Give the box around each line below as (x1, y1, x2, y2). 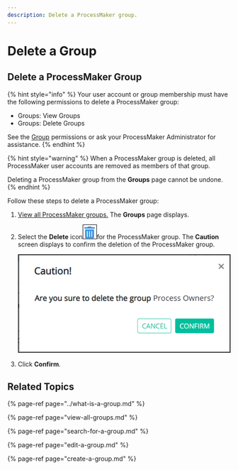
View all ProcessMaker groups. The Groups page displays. (17, 210, 190, 219)
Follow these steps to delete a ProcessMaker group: (7, 196, 159, 205)
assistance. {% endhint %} (7, 140, 86, 148)
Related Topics (7, 381, 74, 393)
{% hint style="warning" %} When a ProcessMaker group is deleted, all (7, 153, 216, 163)
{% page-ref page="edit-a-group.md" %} (7, 441, 129, 449)
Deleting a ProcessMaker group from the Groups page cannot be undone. (7, 175, 223, 184)
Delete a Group (7, 43, 97, 59)
